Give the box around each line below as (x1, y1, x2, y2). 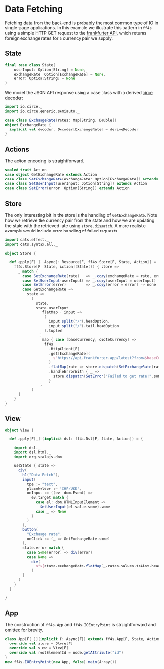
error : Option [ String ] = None (14, 76, 76, 81)
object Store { (5, 251, 36, 256)
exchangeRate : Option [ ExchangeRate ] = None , (14, 72, 106, 77)
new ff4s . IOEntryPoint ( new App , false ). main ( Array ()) (5, 659, 117, 664)
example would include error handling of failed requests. (5, 228, 119, 234)
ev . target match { (31, 495, 69, 500)
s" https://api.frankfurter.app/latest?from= (53, 356, 145, 360)
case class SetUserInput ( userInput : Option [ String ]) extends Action (5, 181, 147, 186)
